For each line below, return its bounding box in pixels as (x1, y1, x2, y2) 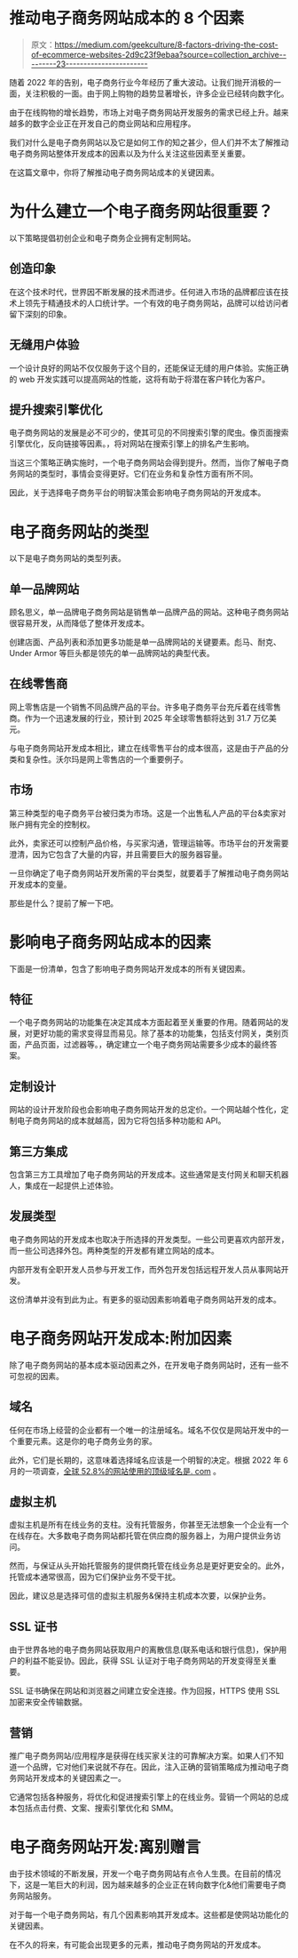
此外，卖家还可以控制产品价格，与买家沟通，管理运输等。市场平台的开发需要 (9, 838, 289, 848)
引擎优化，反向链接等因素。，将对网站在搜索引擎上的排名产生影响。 (9, 438, 255, 449)
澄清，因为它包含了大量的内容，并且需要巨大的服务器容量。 (9, 848, 227, 859)
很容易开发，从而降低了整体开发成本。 (9, 618, 149, 629)
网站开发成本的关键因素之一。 (16, 1773, 126, 1784)
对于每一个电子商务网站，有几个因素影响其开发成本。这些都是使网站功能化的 (9, 1909, 289, 1920)
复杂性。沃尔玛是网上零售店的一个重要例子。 (24, 753, 188, 765)
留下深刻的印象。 (9, 309, 72, 319)
